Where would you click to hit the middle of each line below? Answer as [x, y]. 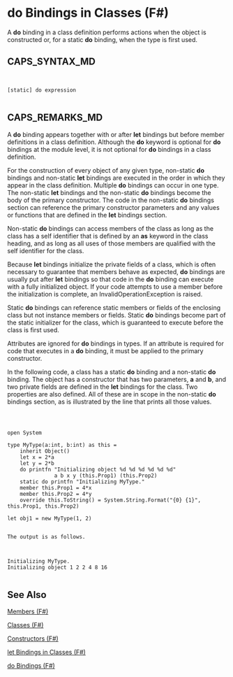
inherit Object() [45, 451]
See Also [27, 595]
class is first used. [33, 329]
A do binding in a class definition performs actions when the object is [107, 32]
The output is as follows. [46, 536]
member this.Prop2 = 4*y [56, 494]
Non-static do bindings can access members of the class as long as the [111, 228]
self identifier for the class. [46, 250]
